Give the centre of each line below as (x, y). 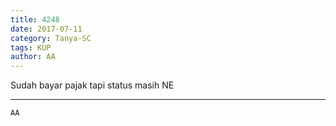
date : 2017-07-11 (46, 29)
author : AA (33, 57)
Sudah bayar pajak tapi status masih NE (92, 85)
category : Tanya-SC (51, 38)
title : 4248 (35, 19)
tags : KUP (31, 47)
